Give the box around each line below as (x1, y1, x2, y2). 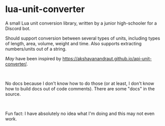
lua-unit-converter (5, 4, 85, 15)
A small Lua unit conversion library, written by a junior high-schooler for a (5, 20, 157, 26)
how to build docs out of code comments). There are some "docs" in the (5, 85, 155, 91)
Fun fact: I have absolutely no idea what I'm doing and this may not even (5, 110, 154, 116)
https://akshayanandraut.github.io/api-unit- (62, 55, 152, 61)
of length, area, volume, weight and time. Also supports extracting (5, 40, 142, 46)
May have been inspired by (5, 55, 62, 61)
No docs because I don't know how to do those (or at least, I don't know (5, 80, 154, 86)
